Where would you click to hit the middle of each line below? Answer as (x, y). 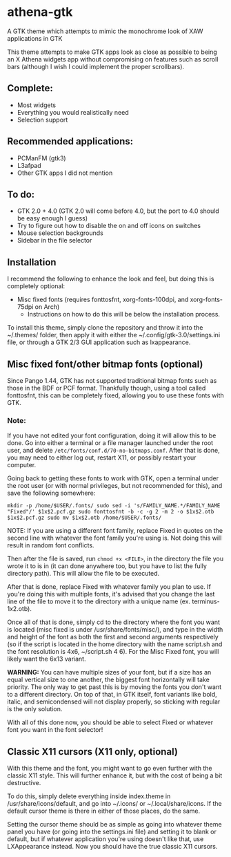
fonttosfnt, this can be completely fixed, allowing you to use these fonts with (115, 395)
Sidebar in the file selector (54, 241)
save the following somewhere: (51, 493)
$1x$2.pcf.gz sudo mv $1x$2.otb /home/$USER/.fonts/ (84, 518)
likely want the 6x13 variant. (47, 659)
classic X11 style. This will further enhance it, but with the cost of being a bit (115, 775)
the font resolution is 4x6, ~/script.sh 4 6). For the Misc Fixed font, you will (113, 652)
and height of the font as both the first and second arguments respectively (113, 637)
